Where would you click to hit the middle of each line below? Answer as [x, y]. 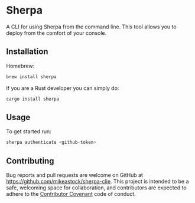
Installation [27, 52]
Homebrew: [20, 66]
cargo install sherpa [33, 99]
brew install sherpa [32, 77]
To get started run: [29, 131]
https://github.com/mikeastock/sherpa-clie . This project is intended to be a [97, 181]
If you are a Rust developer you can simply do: [63, 88]
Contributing [30, 161]
